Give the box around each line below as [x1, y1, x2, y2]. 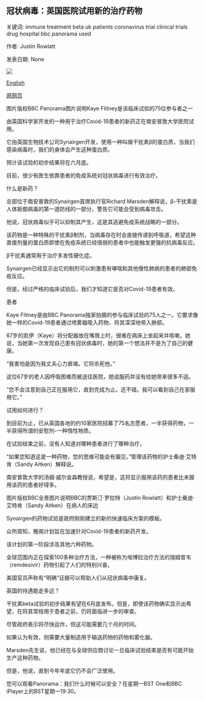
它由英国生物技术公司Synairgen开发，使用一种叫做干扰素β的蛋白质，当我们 [6, 138, 195, 145]
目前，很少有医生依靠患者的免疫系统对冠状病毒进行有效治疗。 [6, 171, 161, 179]
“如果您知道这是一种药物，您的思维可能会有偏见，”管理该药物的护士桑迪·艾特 [6, 453, 197, 460]
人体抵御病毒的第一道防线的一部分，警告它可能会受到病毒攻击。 [6, 205, 166, 212]
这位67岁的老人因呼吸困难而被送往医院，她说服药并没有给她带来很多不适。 [6, 372, 194, 380]
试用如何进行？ [6, 406, 44, 413]
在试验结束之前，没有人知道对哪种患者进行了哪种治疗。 [6, 439, 145, 447]
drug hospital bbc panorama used [6, 30, 91, 37]
